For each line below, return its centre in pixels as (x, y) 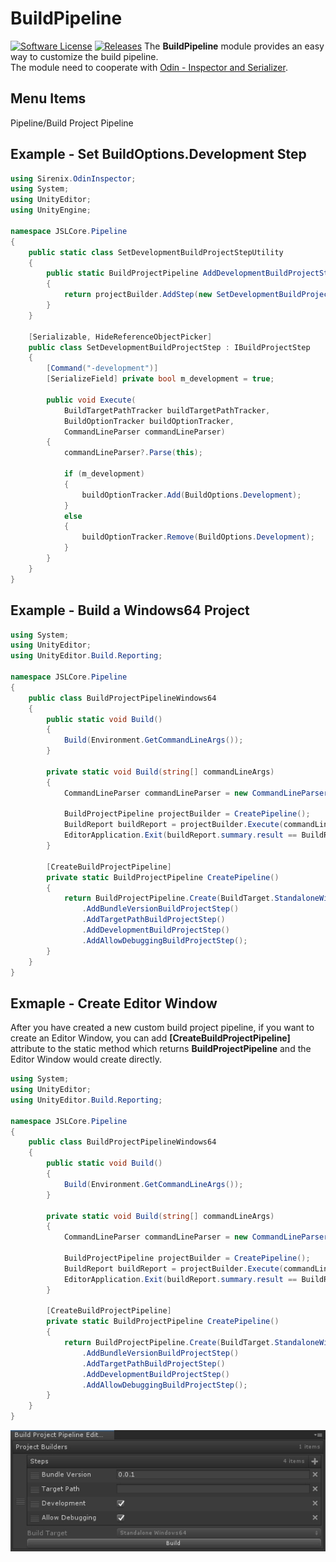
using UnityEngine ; (51, 210)
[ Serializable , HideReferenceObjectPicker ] (120, 337)
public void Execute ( (91, 400)
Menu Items (48, 98)
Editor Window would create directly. (86, 1059)
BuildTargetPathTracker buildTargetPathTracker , (167, 410)
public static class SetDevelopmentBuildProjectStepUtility (156, 252)
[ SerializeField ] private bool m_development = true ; (160, 379)
